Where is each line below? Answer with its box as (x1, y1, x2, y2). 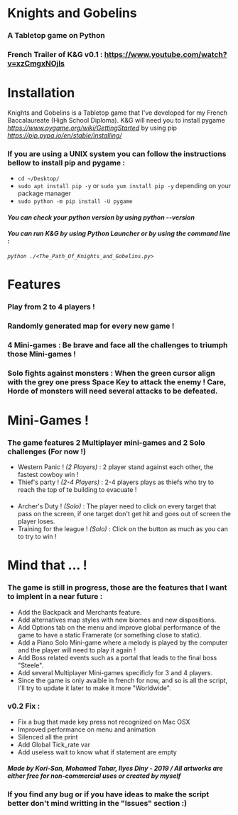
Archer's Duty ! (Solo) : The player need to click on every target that (17, 502, 217, 511)
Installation (7, 85, 75, 101)
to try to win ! (17, 533, 57, 541)
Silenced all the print (17, 732, 78, 741)
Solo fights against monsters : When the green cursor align (7, 368, 215, 378)
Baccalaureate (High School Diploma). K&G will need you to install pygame (7, 116, 225, 124)
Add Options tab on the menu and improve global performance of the (17, 622, 221, 632)
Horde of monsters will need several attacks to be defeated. (7, 386, 218, 396)
